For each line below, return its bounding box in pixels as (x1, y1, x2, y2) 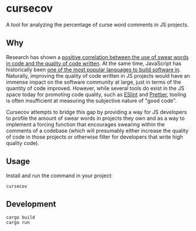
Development (6, 199, 57, 209)
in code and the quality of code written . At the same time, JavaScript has (6, 60, 182, 67)
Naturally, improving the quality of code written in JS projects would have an (6, 72, 190, 79)
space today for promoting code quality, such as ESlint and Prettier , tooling (6, 91, 187, 98)
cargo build (6, 215, 35, 220)
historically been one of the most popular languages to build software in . (6, 66, 181, 73)
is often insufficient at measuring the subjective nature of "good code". (6, 97, 177, 104)
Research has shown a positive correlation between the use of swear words (6, 53, 189, 60)
